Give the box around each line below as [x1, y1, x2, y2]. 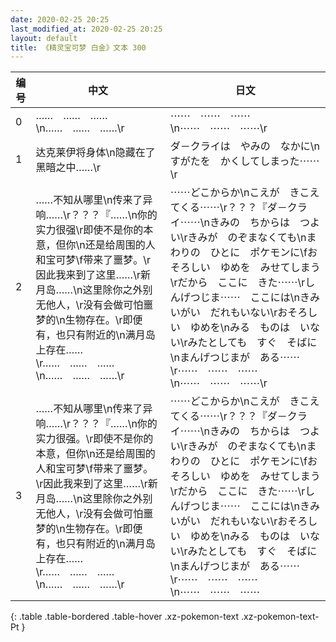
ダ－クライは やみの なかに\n [169, 139, 320, 153]
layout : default [10, 33, 78, 43]
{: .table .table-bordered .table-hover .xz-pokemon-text [10, 611, 240, 623]
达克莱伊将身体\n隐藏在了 [35, 146, 156, 160]
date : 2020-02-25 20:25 [10, 14, 110, 25]
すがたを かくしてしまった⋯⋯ [169, 154, 320, 168]
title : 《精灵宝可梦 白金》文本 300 [10, 42, 147, 53]
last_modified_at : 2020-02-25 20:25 [10, 24, 163, 34]
